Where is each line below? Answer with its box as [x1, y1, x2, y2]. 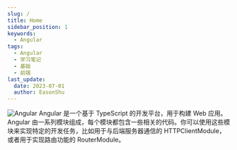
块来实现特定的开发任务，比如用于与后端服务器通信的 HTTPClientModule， [7, 127, 226, 135]
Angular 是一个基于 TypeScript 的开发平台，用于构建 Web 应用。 [38, 109, 227, 118]
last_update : [7, 75, 46, 83]
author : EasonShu [13, 89, 65, 96]
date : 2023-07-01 [13, 82, 65, 89]
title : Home [7, 17, 42, 24]
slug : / [7, 10, 30, 18]
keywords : [7, 30, 37, 37]
